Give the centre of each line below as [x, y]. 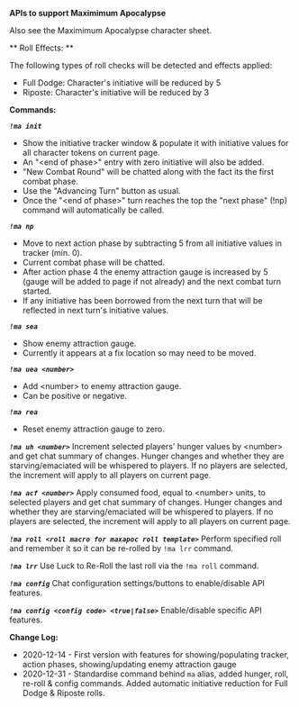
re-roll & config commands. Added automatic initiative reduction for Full [155, 683]
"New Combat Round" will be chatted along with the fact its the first [148, 172]
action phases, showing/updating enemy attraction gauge [129, 664]
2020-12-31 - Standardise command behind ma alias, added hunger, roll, [155, 674]
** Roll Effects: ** [41, 48]
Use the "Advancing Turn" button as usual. [101, 191]
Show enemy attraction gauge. [79, 343]
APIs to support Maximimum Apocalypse [88, 13]
